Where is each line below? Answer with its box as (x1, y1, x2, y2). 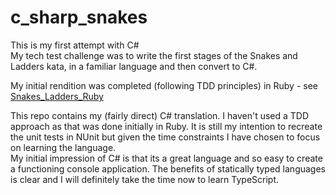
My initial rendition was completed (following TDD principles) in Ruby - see (10, 79, 318, 91)
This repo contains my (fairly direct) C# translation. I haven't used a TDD (10, 109, 310, 121)
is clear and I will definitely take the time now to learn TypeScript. (10, 173, 280, 185)
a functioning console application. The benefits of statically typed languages (10, 162, 326, 175)
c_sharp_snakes (10, 6, 148, 29)
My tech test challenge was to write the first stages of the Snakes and (10, 49, 298, 61)
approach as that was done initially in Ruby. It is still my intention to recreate (10, 120, 323, 132)
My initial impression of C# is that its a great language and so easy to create (10, 152, 323, 164)
